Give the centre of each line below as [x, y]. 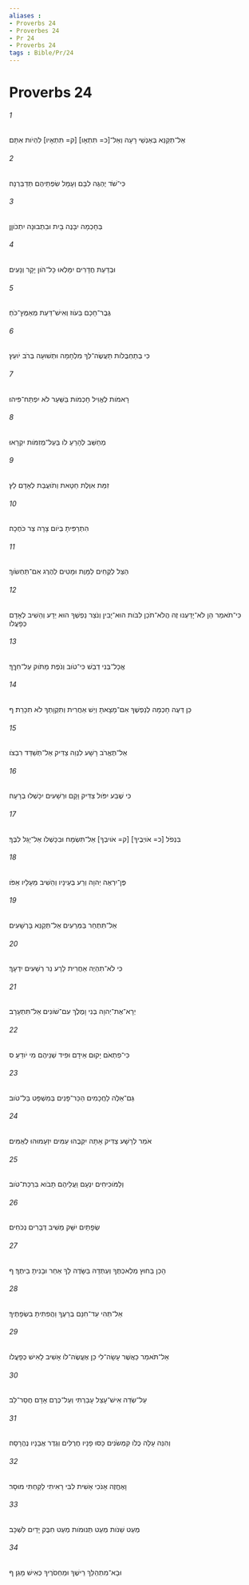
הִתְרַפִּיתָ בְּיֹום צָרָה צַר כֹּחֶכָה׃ [49, 529]
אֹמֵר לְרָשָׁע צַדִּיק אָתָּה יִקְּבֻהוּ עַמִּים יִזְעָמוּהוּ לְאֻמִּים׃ [81, 1141]
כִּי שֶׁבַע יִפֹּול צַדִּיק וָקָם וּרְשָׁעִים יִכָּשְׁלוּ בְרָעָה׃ [70, 796]
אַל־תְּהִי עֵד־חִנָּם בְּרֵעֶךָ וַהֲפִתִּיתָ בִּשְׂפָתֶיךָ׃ [66, 1313]
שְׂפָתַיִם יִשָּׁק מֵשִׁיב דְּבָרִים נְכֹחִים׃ [55, 1227]
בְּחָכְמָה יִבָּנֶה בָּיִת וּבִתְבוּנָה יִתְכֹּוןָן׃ [56, 226]
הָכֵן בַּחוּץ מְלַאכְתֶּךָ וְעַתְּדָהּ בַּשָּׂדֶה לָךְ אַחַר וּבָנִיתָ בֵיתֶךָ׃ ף [88, 1270]
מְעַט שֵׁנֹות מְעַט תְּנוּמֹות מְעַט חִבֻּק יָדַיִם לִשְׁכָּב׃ [75, 1529]
